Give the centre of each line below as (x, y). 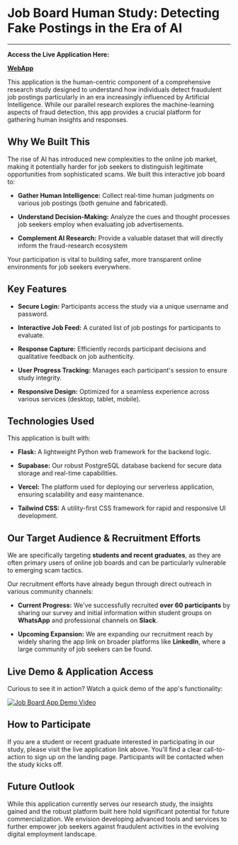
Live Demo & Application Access (80, 672)
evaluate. (31, 335)
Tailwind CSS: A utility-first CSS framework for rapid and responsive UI (122, 508)
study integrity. (40, 377)
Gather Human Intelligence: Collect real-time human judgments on (116, 195)
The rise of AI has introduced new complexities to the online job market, (112, 159)
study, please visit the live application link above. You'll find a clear (105, 749)
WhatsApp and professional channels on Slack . (87, 620)
